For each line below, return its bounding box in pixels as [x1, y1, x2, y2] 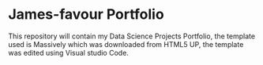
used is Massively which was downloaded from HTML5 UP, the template [8, 39, 244, 49]
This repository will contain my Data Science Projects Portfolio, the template [8, 31, 255, 41]
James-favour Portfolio [8, 5, 164, 23]
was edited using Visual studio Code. [8, 48, 129, 57]
